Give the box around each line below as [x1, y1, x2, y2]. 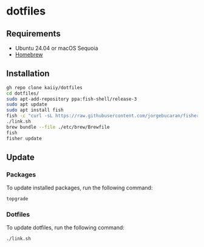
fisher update [6, 135, 42, 141]
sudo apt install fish [6, 107, 64, 113]
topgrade [6, 196, 29, 202]
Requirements [6, 29, 61, 39]
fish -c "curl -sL [6, 113, 53, 119]
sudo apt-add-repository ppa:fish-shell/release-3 [6, 96, 137, 102]
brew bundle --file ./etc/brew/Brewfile [6, 124, 110, 130]
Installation [6, 69, 50, 79]
